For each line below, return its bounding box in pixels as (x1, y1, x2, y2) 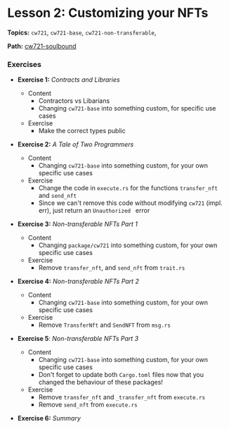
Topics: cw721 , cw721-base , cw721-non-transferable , (7, 28, 157, 37)
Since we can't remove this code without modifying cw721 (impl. (38, 199, 223, 207)
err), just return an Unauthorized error (38, 206, 150, 215)
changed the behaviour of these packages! (38, 378, 164, 387)
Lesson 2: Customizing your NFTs (7, 5, 209, 21)
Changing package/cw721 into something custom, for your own (38, 241, 218, 249)
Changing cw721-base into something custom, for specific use (38, 104, 216, 113)
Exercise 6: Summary (17, 414, 81, 423)
